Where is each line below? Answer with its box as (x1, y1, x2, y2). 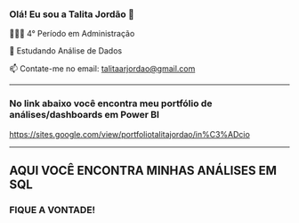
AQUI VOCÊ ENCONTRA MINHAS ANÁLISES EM (9, 162, 278, 178)
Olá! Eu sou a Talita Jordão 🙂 (9, 8, 135, 21)
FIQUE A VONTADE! (9, 203, 96, 216)
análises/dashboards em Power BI (9, 109, 160, 121)
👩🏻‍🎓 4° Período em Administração (9, 29, 135, 39)
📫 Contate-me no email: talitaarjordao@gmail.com (9, 63, 196, 74)
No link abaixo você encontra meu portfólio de (9, 97, 213, 110)
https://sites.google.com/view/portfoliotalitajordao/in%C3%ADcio (9, 128, 251, 139)
